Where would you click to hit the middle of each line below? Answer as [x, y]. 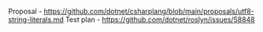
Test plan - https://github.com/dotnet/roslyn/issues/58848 [161, 20]
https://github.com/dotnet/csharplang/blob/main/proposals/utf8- [149, 11]
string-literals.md [36, 20]
